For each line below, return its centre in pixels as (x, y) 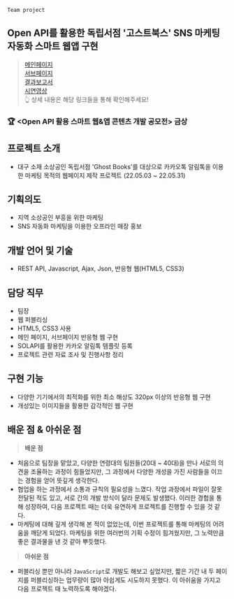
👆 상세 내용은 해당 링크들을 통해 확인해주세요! (86, 99)
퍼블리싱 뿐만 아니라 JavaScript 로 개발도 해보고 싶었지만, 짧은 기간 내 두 (116, 571)
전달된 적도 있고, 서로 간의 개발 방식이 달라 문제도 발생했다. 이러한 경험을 (116, 498)
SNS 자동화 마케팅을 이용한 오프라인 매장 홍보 (79, 226)
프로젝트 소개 (34, 149)
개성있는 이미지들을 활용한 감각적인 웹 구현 (75, 405)
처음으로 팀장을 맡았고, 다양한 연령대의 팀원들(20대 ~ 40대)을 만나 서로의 (117, 463)
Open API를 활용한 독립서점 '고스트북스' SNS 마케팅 (114, 33)
